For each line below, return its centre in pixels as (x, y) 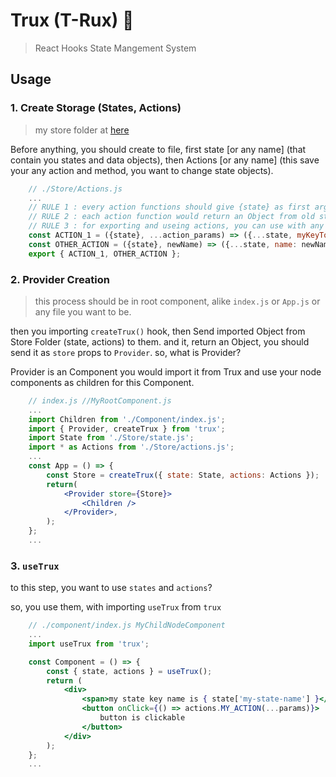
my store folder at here (82, 130)
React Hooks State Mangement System (115, 48)
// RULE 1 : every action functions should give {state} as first (169, 207)
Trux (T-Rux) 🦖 (72, 20)
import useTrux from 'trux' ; (89, 644)
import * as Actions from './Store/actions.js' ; (131, 447)
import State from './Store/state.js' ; (111, 438)
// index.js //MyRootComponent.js (100, 400)
